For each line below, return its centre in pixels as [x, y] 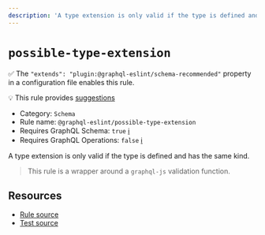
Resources [35, 195]
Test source [39, 223]
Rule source [39, 214]
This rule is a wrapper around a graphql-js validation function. [129, 171]
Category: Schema [47, 113]
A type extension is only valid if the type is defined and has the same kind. [129, 155]
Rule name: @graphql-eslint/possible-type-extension [108, 121]
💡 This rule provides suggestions [62, 97]
